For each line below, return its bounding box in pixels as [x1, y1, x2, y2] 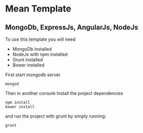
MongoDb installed [12, 46, 52, 52]
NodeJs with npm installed [12, 51, 68, 57]
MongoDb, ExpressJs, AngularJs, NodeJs [5, 23, 138, 32]
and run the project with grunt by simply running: [5, 113, 106, 119]
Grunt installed [12, 57, 43, 63]
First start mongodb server [5, 72, 61, 78]
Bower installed [12, 62, 45, 68]
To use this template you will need [5, 36, 76, 42]
